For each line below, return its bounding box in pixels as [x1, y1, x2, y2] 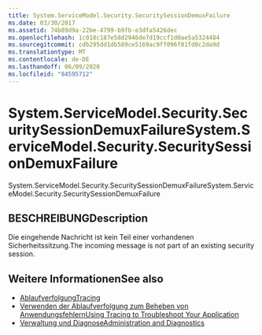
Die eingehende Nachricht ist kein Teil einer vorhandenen [8, 233, 194, 242]
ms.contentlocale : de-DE [8, 56, 90, 64]
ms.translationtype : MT [8, 48, 87, 56]
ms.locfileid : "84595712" [8, 70, 93, 78]
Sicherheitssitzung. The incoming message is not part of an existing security [8, 241, 254, 251]
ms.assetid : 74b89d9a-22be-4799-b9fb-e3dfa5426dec [8, 26, 178, 34]
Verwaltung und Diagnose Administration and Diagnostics [19, 318, 205, 328]
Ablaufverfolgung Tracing [19, 293, 101, 303]
